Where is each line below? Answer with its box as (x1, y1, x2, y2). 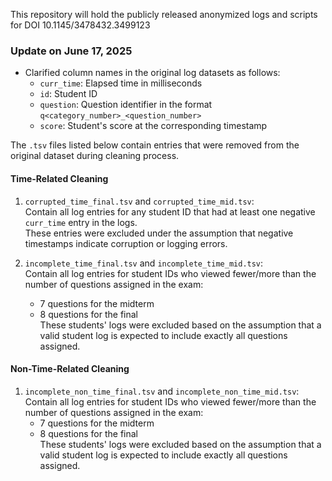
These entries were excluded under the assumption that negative (24, 227, 294, 239)
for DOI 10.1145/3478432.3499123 (10, 19, 151, 31)
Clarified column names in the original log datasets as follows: (24, 67, 281, 79)
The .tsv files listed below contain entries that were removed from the (10, 139, 300, 151)
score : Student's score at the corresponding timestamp (39, 120, 268, 132)
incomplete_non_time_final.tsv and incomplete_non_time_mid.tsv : (24, 385, 300, 397)
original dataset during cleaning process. (10, 150, 180, 162)
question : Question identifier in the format (39, 99, 213, 111)
